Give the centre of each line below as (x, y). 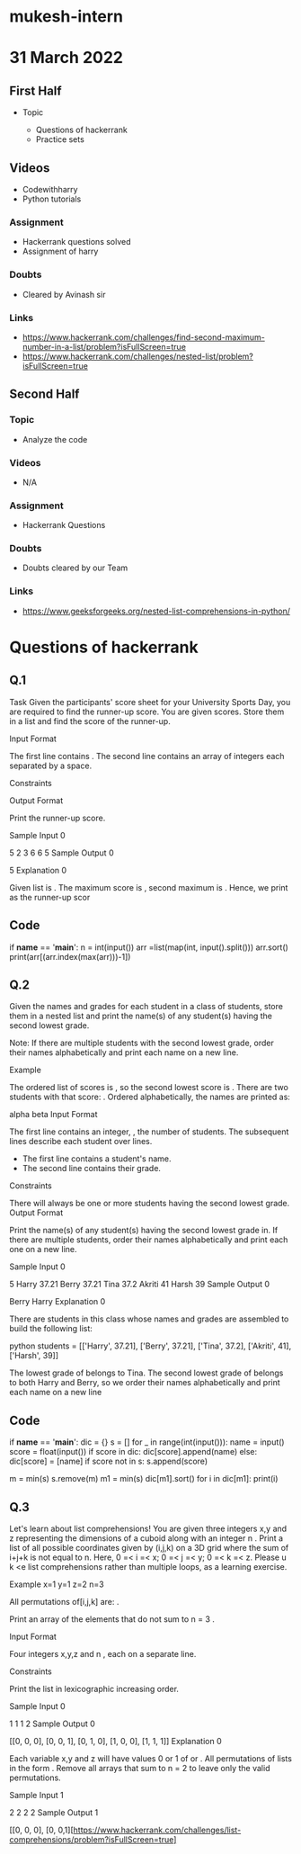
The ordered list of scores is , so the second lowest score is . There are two (149, 1088)
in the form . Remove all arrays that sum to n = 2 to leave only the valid (140, 1769)
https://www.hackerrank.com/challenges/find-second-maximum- (143, 337)
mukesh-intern (66, 17)
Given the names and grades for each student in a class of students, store (146, 1007)
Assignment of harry (60, 251)
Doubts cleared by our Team (75, 568)
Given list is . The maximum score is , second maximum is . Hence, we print (149, 887)
